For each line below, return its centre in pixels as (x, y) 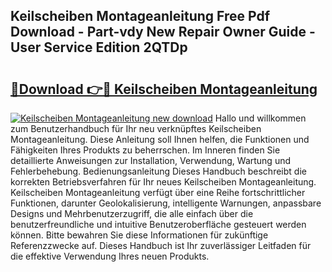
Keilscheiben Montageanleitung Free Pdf (140, 16)
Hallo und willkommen (260, 118)
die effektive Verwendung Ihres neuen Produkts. (110, 256)
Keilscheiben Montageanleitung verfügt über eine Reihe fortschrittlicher (158, 192)
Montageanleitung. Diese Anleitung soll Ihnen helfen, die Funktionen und (160, 139)
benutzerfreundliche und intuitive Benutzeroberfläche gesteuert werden (158, 224)
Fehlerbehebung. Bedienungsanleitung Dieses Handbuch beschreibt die (158, 171)
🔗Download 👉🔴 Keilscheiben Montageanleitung (164, 89)
